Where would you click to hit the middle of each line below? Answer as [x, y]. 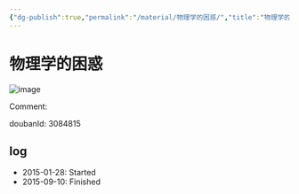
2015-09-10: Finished [61, 182]
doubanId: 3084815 [45, 123]
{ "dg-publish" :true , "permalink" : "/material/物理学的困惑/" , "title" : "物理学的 [150, 17]
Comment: [28, 106]
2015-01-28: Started [59, 173]
